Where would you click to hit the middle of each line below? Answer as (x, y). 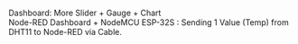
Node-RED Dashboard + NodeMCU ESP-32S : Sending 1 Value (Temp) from (149, 22)
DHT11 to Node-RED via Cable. (65, 32)
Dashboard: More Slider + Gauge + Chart (85, 13)
